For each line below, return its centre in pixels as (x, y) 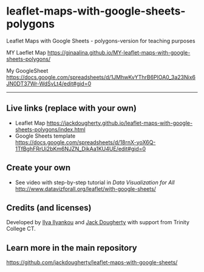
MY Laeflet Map (26, 52)
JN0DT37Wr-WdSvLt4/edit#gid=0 (49, 84)
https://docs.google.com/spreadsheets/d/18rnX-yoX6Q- (85, 142)
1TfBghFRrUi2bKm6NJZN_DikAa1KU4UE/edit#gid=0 (80, 148)
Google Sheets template (45, 136)
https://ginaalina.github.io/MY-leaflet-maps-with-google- (119, 52)
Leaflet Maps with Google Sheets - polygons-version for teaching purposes (101, 41)
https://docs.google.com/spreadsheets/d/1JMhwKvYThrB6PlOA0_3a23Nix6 (101, 77)
